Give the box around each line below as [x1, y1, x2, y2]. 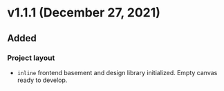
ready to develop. [17, 76, 68, 84]
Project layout [7, 53, 55, 63]
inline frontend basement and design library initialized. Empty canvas [17, 68, 218, 77]
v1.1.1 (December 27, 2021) [7, 5, 161, 21]
